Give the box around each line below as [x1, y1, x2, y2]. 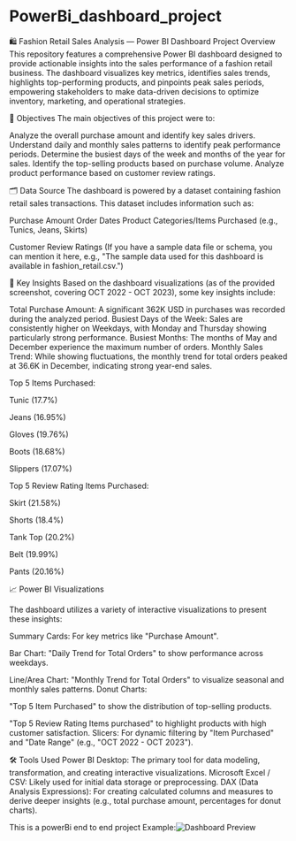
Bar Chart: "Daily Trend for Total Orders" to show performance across [9, 647, 263, 658]
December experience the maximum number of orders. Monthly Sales [9, 341, 263, 352]
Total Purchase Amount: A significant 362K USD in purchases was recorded [9, 303, 285, 315]
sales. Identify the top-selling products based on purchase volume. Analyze [9, 157, 285, 169]
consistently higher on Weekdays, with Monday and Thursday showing [9, 323, 267, 333]
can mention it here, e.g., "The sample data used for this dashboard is [9, 250, 263, 262]
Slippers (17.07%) [9, 463, 72, 474]
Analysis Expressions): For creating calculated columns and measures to [9, 785, 274, 797]
